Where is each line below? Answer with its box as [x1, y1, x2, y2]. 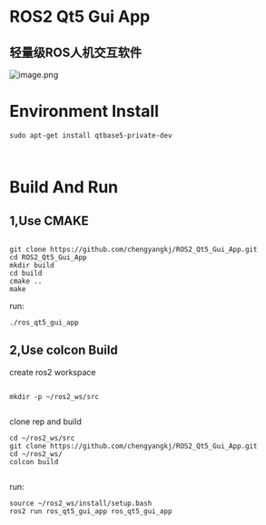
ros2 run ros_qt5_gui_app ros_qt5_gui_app [9, 506, 172, 516]
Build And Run [9, 177, 119, 198]
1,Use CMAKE [9, 213, 89, 228]
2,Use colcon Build [9, 343, 118, 358]
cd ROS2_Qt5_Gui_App [9, 252, 88, 262]
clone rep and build [9, 415, 82, 427]
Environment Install [9, 102, 160, 122]
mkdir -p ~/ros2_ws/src [9, 392, 100, 401]
